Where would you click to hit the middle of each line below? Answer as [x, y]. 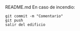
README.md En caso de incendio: [40, 7]
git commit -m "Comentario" [34, 16]
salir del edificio [25, 25]
